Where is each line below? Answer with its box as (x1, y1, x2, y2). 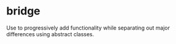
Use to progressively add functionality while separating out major (6, 24, 171, 31)
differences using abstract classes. (6, 30, 94, 37)
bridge (6, 4, 41, 18)
